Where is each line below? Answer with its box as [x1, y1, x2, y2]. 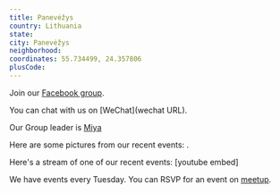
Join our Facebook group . [9, 87, 105, 98]
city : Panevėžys [9, 38, 70, 47]
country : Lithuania [9, 21, 82, 30]
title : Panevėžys [9, 13, 74, 22]
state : [9, 29, 34, 38]
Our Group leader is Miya [9, 122, 102, 132]
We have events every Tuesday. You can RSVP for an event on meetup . [9, 173, 272, 184]
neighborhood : [9, 46, 63, 55]
